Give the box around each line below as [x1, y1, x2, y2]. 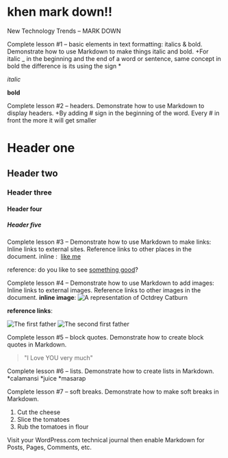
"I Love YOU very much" [23, 354, 94, 361]
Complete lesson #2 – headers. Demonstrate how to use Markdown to [7, 101, 205, 110]
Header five [7, 220, 42, 229]
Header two [7, 167, 58, 179]
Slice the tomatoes [16, 416, 70, 423]
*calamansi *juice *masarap [7, 374, 86, 382]
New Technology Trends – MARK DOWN [7, 27, 121, 35]
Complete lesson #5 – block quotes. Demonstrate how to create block [7, 333, 204, 341]
